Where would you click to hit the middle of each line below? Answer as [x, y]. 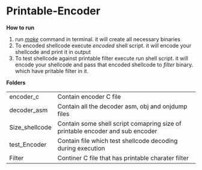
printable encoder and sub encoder [107, 131]
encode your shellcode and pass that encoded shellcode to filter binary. [104, 65]
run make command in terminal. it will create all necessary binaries [97, 39]
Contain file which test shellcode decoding [118, 141]
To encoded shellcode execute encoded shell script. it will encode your [103, 45]
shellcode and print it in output [53, 51]
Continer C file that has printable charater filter [123, 158]
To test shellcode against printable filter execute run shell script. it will [101, 58]
